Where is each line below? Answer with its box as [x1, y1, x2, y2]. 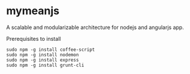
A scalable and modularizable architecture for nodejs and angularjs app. [6, 24, 184, 31]
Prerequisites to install [6, 35, 61, 42]
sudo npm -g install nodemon [6, 52, 79, 57]
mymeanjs [6, 4, 60, 18]
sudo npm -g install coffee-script [6, 46, 95, 53]
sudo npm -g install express [6, 57, 79, 63]
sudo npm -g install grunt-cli [6, 62, 85, 68]
